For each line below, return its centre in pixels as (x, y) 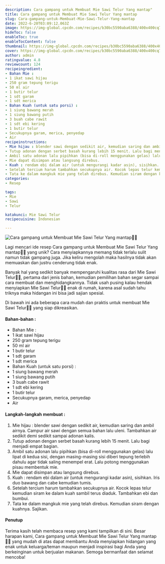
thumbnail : (16, 46)
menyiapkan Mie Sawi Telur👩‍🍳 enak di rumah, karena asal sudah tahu (75, 288)
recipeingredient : (24, 69)
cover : (12, 51)
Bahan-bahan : (21, 319)
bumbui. (21, 498)
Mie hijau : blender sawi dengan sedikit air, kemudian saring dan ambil (83, 425)
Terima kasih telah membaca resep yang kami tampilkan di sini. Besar (75, 531)
